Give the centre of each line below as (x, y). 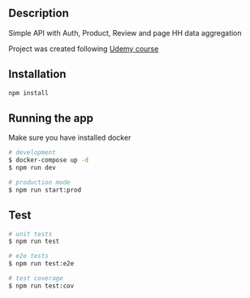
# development (32, 153)
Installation (37, 74)
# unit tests (30, 234)
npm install (28, 93)
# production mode (39, 182)
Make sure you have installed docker (70, 138)
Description (39, 13)
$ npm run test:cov (41, 286)
